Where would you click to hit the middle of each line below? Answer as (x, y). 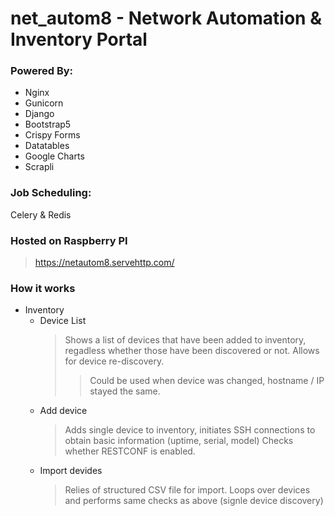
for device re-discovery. (114, 361)
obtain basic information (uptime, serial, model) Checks (179, 441)
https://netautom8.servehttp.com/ (104, 263)
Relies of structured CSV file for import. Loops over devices (187, 490)
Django (39, 114)
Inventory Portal (79, 39)
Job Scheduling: (51, 193)
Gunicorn (44, 103)
